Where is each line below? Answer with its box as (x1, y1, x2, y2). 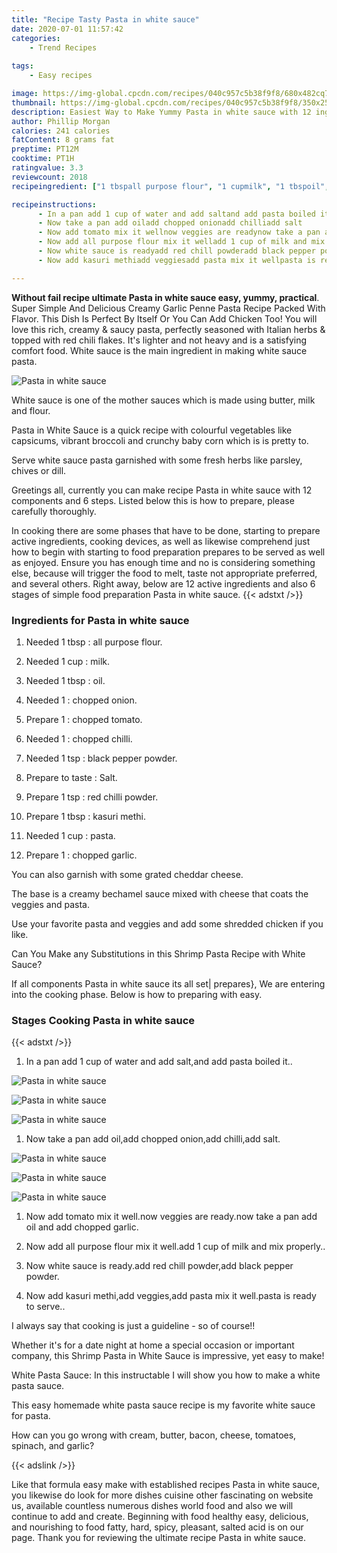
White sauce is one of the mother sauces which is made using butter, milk (11, 394, 316, 406)
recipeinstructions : (11, 199, 98, 210)
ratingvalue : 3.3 (11, 163, 84, 173)
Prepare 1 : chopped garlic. (25, 849, 138, 861)
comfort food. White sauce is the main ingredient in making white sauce (11, 344, 308, 356)
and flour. (11, 404, 51, 416)
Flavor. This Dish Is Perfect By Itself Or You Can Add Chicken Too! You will (11, 312, 318, 325)
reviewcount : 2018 (11, 172, 88, 182)
